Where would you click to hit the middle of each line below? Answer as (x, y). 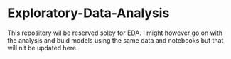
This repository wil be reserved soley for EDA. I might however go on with (115, 33)
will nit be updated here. (43, 48)
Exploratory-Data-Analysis (88, 13)
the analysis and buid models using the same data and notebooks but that (116, 40)
